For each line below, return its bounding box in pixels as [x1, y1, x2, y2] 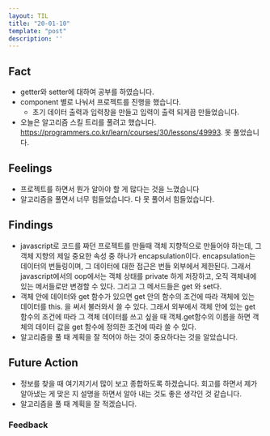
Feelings [8, 161, 53, 175]
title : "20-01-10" [8, 19, 70, 28]
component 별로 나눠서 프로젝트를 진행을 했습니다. [19, 97, 182, 107]
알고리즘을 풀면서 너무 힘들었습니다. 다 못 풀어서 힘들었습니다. [19, 194, 215, 203]
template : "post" [8, 27, 67, 35]
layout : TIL [8, 11, 49, 20]
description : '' [8, 34, 63, 43]
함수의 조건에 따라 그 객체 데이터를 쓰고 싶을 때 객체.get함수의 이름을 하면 [19, 311, 251, 321]
